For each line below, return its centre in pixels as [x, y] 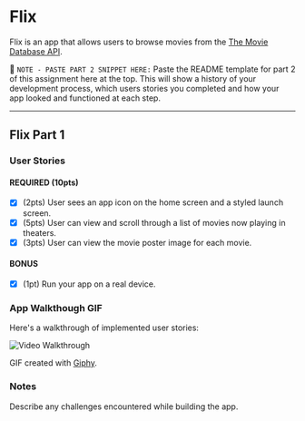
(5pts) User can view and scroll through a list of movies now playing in [154, 222]
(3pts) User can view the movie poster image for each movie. [137, 242]
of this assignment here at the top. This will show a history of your [133, 78]
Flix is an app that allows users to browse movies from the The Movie [139, 42]
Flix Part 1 [37, 135]
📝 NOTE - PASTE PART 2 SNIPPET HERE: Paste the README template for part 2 [152, 69]
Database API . [36, 51]
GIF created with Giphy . [54, 363]
